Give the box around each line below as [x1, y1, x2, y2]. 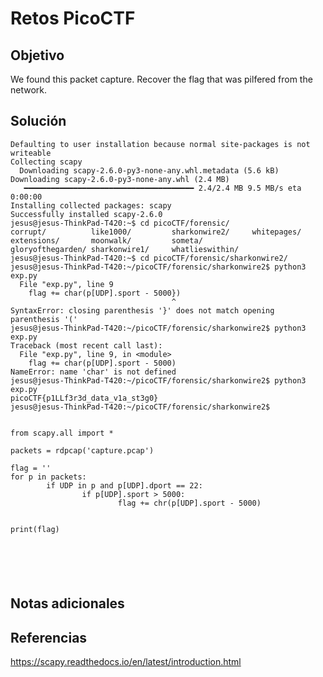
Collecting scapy [10, 157, 83, 167]
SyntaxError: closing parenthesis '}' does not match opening [10, 305, 275, 316]
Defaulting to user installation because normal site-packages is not [10, 139, 311, 149]
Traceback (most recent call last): [10, 340, 163, 351]
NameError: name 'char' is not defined [10, 367, 177, 377]
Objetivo [10, 47, 65, 64]
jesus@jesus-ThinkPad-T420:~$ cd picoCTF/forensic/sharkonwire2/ [10, 253, 288, 263]
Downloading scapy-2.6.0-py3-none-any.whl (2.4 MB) [10, 174, 230, 184]
